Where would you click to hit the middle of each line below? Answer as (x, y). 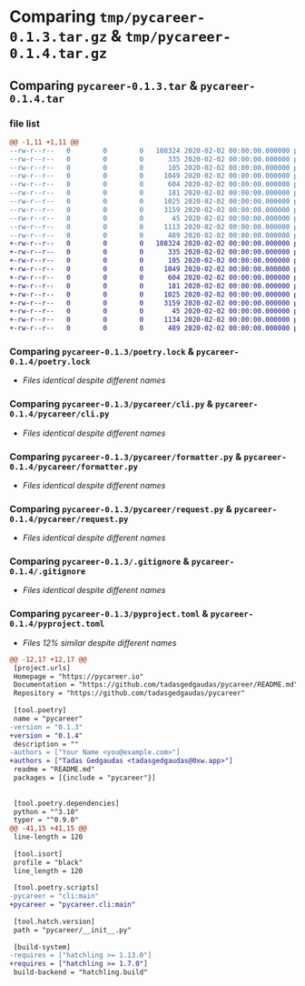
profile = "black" (48, 862)
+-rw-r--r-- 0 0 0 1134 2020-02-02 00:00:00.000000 (150, 320)
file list (25, 123)
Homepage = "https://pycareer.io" (79, 676)
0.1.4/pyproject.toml (57, 624)
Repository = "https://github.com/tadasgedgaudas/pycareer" (129, 693)
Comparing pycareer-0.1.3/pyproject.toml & (109, 614)
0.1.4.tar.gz (58, 54)
